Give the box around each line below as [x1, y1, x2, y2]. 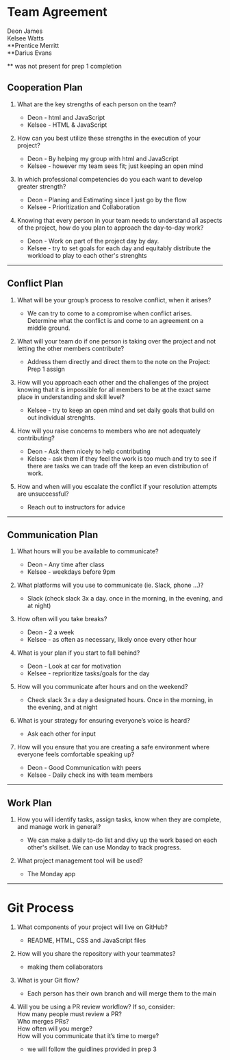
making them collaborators [27, 963, 103, 971]
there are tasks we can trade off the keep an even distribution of [27, 461, 209, 470]
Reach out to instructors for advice [27, 503, 125, 511]
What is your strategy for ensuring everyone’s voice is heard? [16, 716, 190, 725]
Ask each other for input [27, 730, 96, 738]
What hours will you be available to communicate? [16, 547, 159, 555]
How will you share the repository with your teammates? [16, 950, 176, 958]
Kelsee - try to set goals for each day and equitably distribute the [27, 244, 211, 252]
